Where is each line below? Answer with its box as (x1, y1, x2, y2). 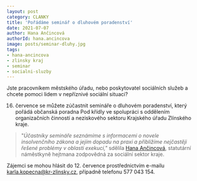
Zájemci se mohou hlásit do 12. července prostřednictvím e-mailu (6, 162, 165, 169)
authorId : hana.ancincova (6, 36, 70, 42)
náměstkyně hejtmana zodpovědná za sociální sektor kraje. (21, 151, 165, 158)
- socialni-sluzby (6, 69, 52, 74)
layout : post (6, 8, 39, 15)
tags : (6, 47, 20, 53)
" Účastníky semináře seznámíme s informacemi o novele (21, 132, 159, 139)
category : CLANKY (6, 14, 49, 20)
